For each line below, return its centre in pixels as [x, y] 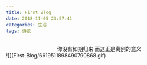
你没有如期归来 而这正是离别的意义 [99, 49]
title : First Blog [29, 12]
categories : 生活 [27, 25]
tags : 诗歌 [19, 31]
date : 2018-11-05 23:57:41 [39, 18]
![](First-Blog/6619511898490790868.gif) [56, 56]
